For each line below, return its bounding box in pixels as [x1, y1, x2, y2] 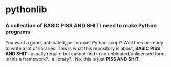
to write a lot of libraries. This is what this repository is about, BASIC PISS [5, 45, 160, 52]
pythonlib [5, 4, 47, 15]
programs [5, 28, 30, 35]
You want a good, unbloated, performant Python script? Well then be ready [5, 40, 164, 46]
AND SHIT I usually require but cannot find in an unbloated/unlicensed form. [5, 51, 166, 57]
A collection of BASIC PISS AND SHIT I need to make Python [5, 22, 157, 29]
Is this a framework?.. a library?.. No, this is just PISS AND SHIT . [5, 56, 140, 62]
